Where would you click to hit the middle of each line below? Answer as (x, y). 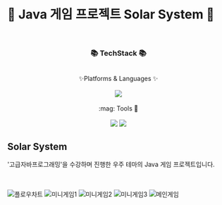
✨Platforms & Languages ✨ (118, 79)
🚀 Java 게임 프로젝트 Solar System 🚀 (111, 14)
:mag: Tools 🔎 (118, 108)
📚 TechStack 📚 (118, 53)
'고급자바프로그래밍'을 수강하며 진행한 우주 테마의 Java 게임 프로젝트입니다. (111, 164)
